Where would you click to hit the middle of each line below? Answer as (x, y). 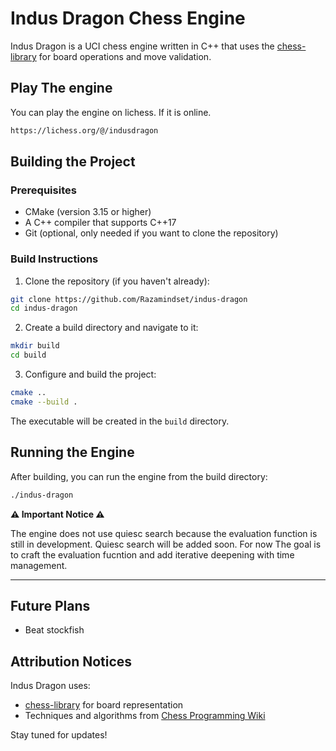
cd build (28, 355)
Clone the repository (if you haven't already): (117, 281)
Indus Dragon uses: (50, 686)
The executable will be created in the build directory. (120, 421)
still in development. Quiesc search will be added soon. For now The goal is (166, 544)
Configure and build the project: (90, 374)
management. (39, 565)
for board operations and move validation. (125, 56)
